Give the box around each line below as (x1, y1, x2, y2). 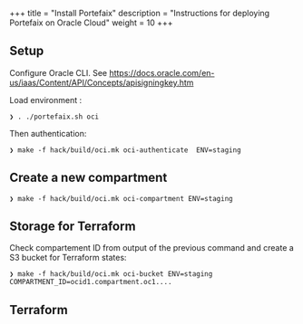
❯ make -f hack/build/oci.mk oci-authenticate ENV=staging (9, 145, 242, 155)
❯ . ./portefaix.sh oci (9, 112, 100, 121)
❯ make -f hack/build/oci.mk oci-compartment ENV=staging (9, 194, 233, 203)
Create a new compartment (9, 170, 168, 186)
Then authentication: (9, 128, 87, 138)
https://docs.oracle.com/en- (108, 67, 215, 78)
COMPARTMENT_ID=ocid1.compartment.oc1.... (9, 278, 172, 287)
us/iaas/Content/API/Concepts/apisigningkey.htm (9, 77, 194, 88)
